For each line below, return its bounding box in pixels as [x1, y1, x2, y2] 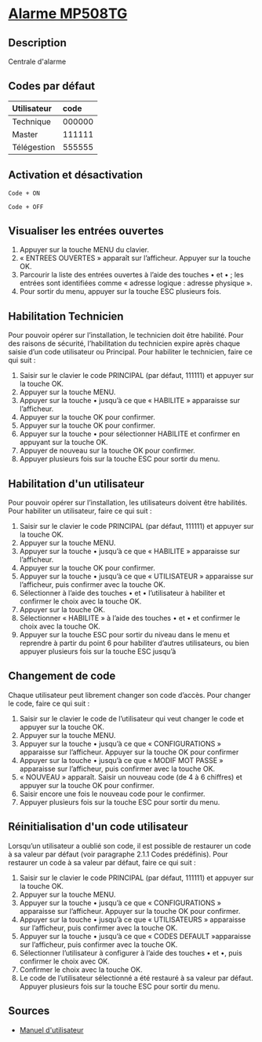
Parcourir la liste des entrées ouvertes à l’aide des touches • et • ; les [19, 270, 245, 280]
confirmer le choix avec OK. [19, 956, 110, 966]
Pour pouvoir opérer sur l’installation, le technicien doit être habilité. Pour [8, 331, 244, 340]
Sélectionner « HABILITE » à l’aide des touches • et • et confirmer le [19, 614, 241, 623]
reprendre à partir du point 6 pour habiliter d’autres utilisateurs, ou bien [19, 638, 249, 648]
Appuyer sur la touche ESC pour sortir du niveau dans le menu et [19, 630, 230, 640]
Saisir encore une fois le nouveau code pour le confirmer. [19, 789, 206, 798]
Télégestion [12, 141, 56, 152]
